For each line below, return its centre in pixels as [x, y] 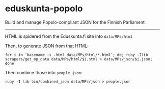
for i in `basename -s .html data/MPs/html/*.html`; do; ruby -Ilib [77, 55]
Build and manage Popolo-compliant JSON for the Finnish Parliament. [76, 22]
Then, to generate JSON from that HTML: [47, 46]
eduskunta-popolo [44, 9]
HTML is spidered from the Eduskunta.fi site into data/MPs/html [69, 36]
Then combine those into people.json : [44, 72]
